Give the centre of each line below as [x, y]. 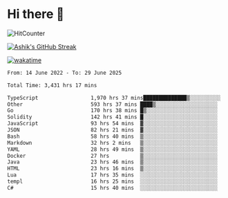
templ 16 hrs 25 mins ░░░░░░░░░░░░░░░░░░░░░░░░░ [112, 182]
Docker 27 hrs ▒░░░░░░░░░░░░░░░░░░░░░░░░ [112, 156]
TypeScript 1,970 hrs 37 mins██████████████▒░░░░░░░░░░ [114, 98]
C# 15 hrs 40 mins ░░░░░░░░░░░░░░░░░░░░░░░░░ [112, 188]
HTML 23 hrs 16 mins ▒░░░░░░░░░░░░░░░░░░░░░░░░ [112, 169]
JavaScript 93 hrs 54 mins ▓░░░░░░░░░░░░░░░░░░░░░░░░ [112, 124]
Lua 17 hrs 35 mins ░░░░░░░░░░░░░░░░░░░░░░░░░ [112, 175]
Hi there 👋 [36, 14]
